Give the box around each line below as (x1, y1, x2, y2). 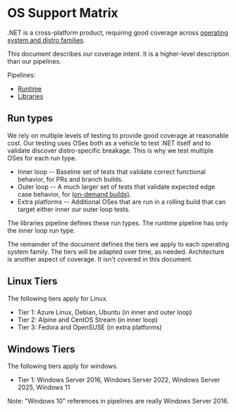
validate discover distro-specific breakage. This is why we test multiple (7, 146, 213, 155)
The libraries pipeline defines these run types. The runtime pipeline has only (7, 218, 229, 227)
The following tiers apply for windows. (7, 362, 118, 370)
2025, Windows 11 (17, 383, 70, 392)
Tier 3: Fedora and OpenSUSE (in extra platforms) (17, 323, 162, 331)
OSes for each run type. (7, 153, 77, 162)
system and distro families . (7, 35, 86, 44)
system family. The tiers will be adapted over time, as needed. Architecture (7, 247, 225, 256)
